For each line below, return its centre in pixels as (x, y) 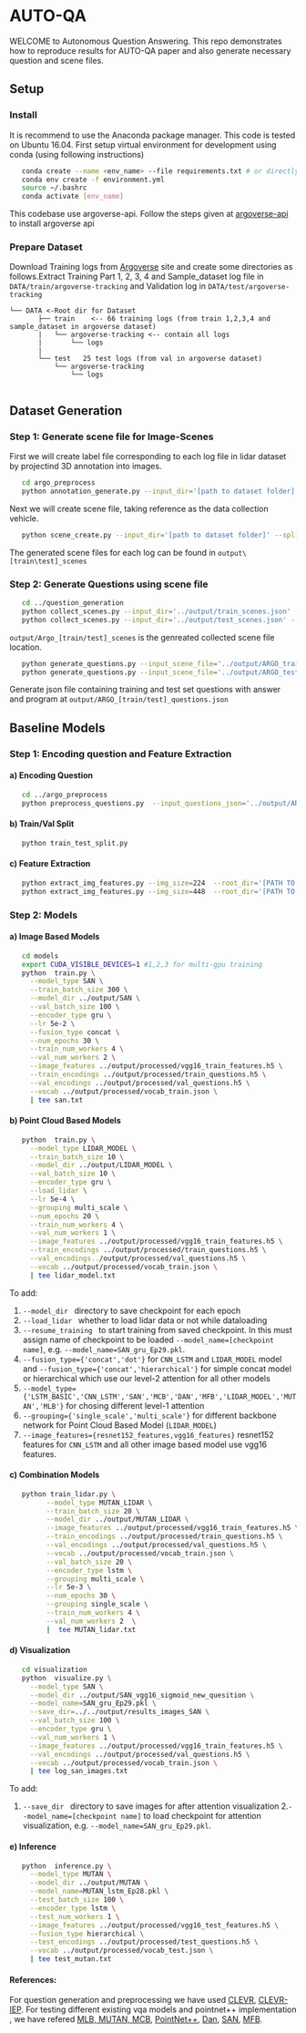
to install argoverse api (52, 223)
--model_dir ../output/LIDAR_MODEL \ (101, 1165)
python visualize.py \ (66, 1678)
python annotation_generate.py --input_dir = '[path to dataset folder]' (160, 491)
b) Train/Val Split (42, 824)
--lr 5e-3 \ (69, 1587)
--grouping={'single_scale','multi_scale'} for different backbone (149, 1415)
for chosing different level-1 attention (135, 1405)
